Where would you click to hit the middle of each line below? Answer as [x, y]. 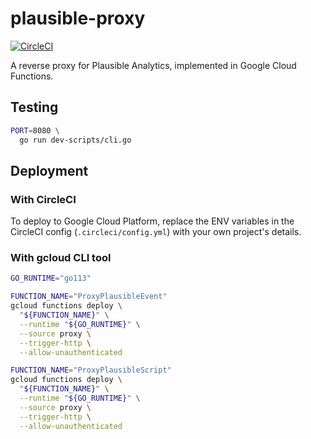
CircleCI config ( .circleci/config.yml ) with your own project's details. [156, 232]
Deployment [49, 170]
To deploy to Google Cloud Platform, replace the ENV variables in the [152, 221]
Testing [34, 107]
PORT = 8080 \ [35, 130]
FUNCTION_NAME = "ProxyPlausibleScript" [91, 370]
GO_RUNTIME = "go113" [51, 278]
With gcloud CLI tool [61, 258]
